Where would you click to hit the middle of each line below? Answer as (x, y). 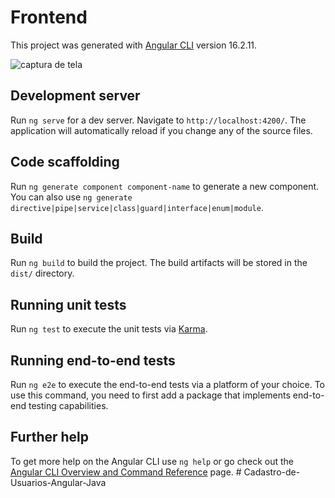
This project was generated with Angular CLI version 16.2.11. (134, 45)
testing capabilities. (68, 405)
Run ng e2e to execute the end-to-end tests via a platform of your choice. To (168, 384)
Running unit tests (68, 304)
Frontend (49, 17)
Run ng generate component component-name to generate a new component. (165, 186)
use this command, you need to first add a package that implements (150, 395)
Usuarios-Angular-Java (58, 482)
